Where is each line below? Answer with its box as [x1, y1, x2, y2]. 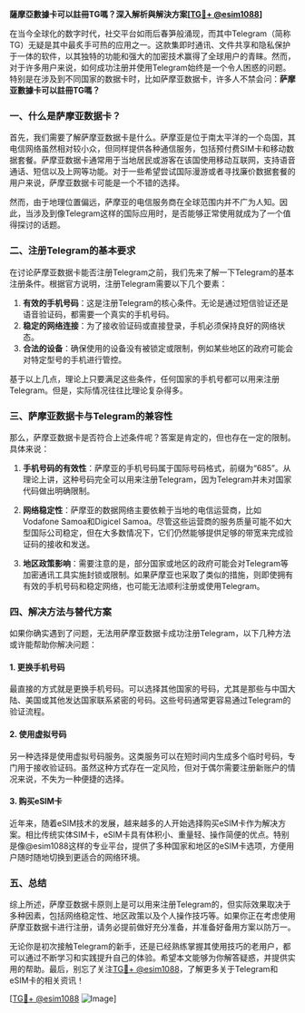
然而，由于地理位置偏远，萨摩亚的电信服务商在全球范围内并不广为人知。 [9, 197, 280, 208]
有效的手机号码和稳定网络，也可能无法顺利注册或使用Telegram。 [22, 580, 265, 591]
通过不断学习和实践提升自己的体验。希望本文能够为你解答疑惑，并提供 [25, 952, 288, 963]
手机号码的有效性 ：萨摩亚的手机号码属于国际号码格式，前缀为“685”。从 [22, 462, 291, 473]
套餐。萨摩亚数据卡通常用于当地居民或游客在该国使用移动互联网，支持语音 [16, 154, 296, 166]
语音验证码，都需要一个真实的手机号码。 [22, 309, 174, 320]
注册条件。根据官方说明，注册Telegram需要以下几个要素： [9, 278, 228, 289]
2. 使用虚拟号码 [9, 728, 67, 739]
